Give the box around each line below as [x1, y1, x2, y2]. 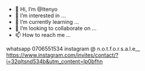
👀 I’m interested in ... [14, 12, 66, 19]
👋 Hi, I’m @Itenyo [14, 6, 58, 13]
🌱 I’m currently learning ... [14, 18, 79, 25]
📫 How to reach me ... [14, 32, 71, 38]
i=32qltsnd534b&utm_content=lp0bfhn [6, 58, 103, 65]
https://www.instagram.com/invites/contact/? [6, 51, 119, 58]
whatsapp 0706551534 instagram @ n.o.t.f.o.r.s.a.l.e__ [6, 45, 140, 52]
